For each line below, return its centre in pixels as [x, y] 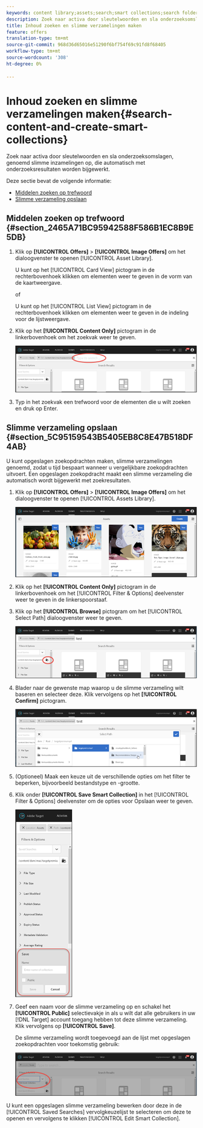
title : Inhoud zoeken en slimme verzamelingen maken [74, 25]
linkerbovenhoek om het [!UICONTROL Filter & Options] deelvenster [99, 593]
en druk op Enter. [37, 408]
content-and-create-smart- [77, 127]
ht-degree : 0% [24, 64]
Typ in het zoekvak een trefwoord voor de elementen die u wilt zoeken [103, 402]
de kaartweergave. [38, 283]
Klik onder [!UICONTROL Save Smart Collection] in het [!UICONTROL [102, 795]
